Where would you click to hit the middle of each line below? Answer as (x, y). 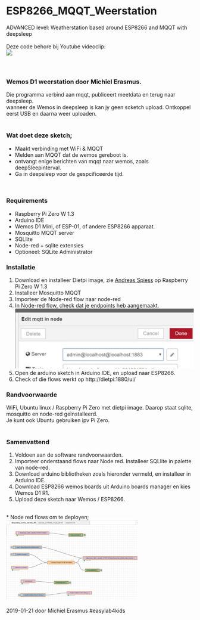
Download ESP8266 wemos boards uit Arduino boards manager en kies (102, 486)
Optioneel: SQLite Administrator (54, 252)
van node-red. (32, 468)
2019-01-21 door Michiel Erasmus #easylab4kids (66, 610)
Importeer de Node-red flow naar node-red (68, 299)
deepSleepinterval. (38, 168)
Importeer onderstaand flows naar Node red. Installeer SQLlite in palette (103, 461)
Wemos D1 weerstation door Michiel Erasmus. (74, 82)
